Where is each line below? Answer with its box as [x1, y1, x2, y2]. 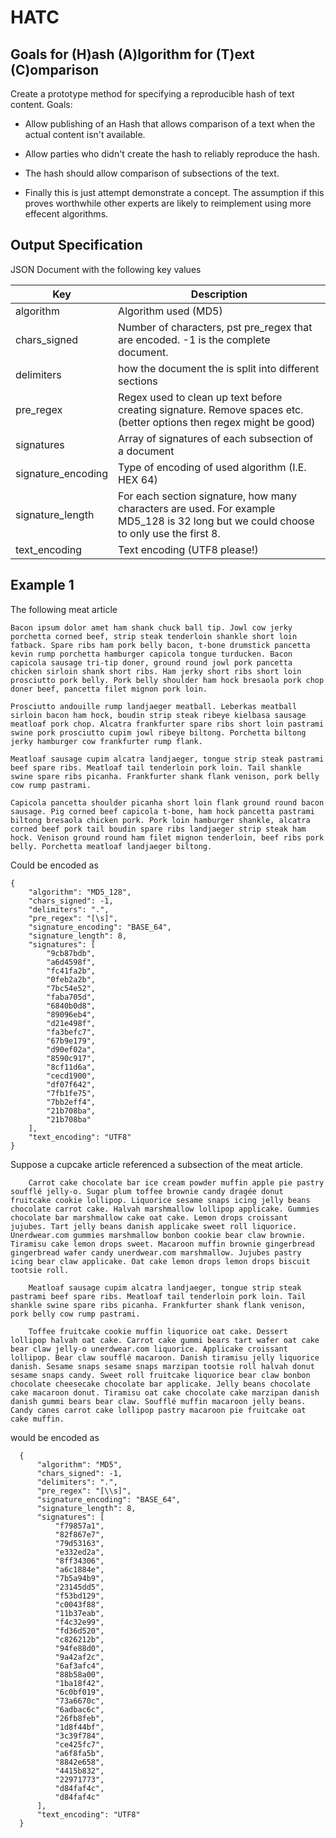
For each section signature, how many [118, 489, 297, 503]
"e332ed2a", [54, 1547, 105, 1557]
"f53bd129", [54, 1591, 105, 1601]
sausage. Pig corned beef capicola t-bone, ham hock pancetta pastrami [10, 806, 315, 816]
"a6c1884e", [54, 1564, 105, 1575]
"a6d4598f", [46, 957, 97, 967]
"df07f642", [46, 1079, 97, 1090]
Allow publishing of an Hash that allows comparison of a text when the [24, 118, 316, 130]
